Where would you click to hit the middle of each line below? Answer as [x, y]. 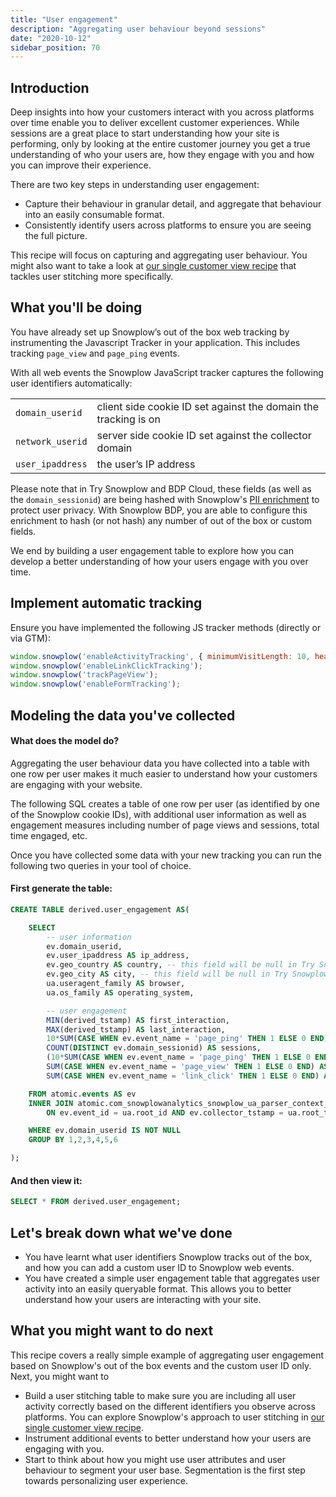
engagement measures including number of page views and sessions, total [165, 825]
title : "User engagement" [64, 19]
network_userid [51, 441]
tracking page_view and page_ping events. [95, 353]
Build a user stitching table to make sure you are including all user [160, 1395]
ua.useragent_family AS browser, [116, 984]
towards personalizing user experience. [106, 1480]
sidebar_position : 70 [55, 47]
